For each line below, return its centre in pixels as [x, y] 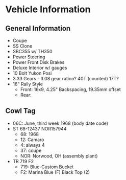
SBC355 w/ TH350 [32, 51]
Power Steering [29, 57]
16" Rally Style [28, 84]
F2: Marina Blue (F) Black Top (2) [55, 172]
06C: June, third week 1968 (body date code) [60, 123]
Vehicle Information [48, 9]
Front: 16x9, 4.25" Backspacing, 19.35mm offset [70, 89]
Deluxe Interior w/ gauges [40, 68]
